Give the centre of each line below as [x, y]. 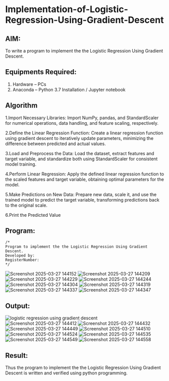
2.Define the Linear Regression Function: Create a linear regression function [84, 133]
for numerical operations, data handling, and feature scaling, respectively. [82, 123]
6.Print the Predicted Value [33, 215]
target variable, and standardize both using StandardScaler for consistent [81, 159]
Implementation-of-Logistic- [67, 9]
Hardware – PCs [29, 84]
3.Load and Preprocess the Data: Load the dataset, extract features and [80, 153]
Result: [17, 355]
